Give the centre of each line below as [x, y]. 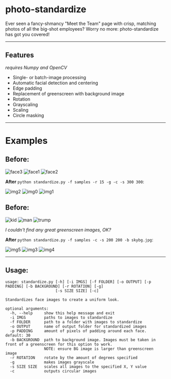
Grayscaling [25, 104]
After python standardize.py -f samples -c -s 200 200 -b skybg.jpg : [79, 239]
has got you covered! [27, 34]
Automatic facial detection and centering [55, 83]
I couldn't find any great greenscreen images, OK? [58, 230]
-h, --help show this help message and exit [62, 313]
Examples [26, 141]
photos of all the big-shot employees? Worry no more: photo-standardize [82, 29]
